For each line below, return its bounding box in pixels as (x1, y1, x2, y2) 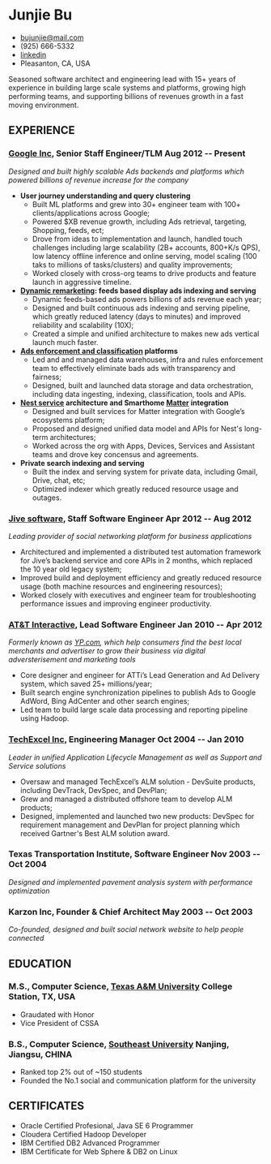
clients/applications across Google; (32, 208, 150, 218)
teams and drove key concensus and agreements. (32, 449, 200, 459)
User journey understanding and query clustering (19, 191, 191, 200)
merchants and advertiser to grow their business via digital (8, 646, 206, 656)
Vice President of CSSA (19, 1018, 100, 1028)
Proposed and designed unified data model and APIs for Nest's (32, 424, 243, 433)
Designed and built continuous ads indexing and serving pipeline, (32, 303, 251, 313)
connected (8, 933, 44, 943)
